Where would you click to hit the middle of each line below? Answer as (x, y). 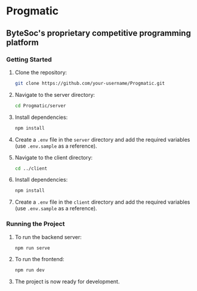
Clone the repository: (41, 72)
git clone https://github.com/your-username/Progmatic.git (90, 83)
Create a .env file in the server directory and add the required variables (102, 139)
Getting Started (29, 59)
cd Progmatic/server (40, 106)
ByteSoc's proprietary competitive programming (98, 33)
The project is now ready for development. (67, 281)
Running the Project (36, 224)
